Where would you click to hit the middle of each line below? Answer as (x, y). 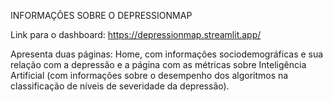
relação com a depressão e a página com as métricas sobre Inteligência (158, 64)
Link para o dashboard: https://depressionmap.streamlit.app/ (136, 34)
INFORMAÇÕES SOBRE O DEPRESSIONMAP (101, 15)
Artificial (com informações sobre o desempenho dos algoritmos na (149, 75)
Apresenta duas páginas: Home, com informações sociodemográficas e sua (167, 54)
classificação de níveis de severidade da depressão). (120, 86)
